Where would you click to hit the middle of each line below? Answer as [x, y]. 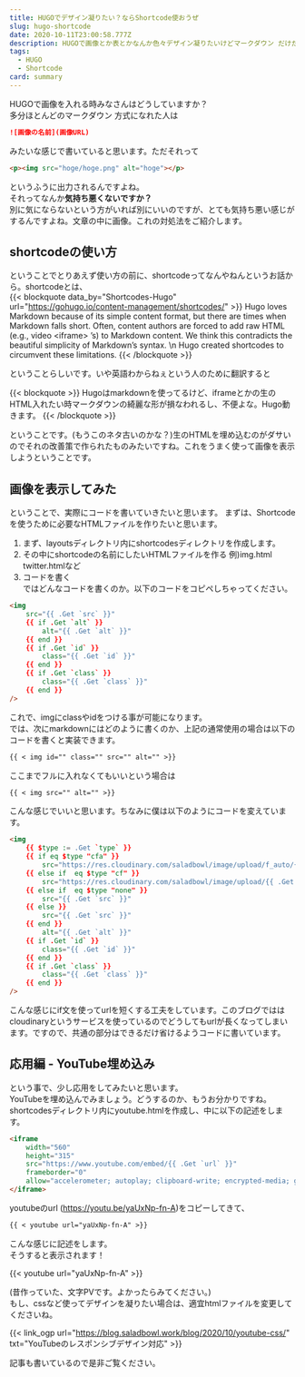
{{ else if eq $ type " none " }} [87, 890]
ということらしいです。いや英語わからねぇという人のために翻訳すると [140, 374]
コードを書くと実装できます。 [65, 740]
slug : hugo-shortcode [50, 26]
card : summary [36, 77]
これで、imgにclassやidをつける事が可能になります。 [108, 717]
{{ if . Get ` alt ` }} [64, 623]
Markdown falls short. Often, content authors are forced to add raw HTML [148, 326]
